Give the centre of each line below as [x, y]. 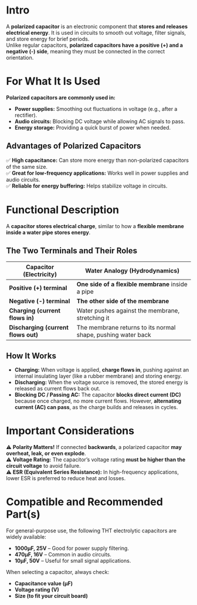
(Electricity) [40, 274]
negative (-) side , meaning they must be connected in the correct [86, 51]
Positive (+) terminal [38, 288]
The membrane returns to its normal [126, 328]
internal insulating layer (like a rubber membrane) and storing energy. [98, 376]
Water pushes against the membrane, [128, 311]
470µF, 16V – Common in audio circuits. [63, 555]
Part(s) [23, 514]
